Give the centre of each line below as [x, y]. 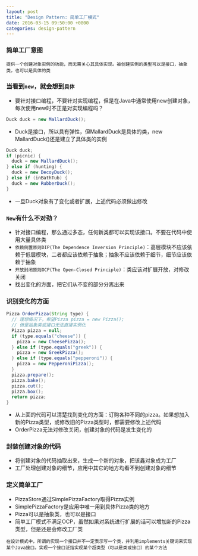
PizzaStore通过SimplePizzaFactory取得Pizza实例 [75, 499]
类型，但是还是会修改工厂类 [49, 529]
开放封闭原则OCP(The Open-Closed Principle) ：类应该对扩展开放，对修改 [102, 269]
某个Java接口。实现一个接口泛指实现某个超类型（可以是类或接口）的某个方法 [87, 548]
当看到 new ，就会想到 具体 [40, 86]
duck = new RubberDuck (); [44, 183]
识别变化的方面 [28, 301]
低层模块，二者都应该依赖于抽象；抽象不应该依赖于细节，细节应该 [106, 254]
